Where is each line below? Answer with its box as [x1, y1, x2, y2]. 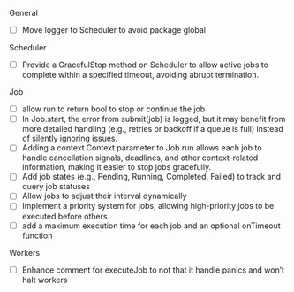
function [21, 230, 53, 241]
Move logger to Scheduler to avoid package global [21, 25, 206, 35]
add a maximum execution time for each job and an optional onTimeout [21, 220, 281, 231]
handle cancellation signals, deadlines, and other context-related [21, 152, 259, 163]
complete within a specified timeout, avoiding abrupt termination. [21, 70, 260, 81]
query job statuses [21, 181, 91, 192]
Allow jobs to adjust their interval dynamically [21, 190, 187, 202]
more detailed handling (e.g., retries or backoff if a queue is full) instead [21, 124, 284, 134]
